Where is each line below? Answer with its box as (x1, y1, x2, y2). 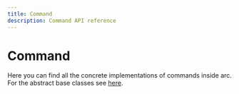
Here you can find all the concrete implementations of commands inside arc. (7, 71, 232, 80)
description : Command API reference (7, 17, 116, 24)
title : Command (7, 10, 53, 18)
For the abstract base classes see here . (7, 79, 123, 88)
